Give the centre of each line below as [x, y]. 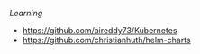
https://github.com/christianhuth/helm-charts [106, 40]
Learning [26, 13]
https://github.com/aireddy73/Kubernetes [100, 30]
